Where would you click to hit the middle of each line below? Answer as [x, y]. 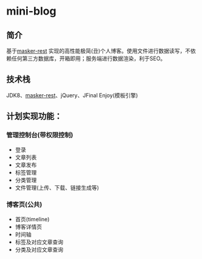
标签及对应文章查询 [39, 242]
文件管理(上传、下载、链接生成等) [57, 187]
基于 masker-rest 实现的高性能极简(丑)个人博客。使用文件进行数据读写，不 [99, 51]
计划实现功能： [34, 116]
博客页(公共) [24, 205]
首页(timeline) [32, 219]
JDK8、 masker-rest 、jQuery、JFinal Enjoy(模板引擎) [72, 95]
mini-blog [31, 11]
